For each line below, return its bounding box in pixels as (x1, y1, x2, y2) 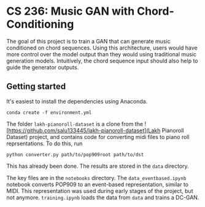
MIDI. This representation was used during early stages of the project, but (6, 187, 193, 194)
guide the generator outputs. (6, 63, 79, 71)
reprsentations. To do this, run (6, 140, 83, 147)
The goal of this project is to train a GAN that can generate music (6, 37, 171, 45)
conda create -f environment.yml (6, 109, 92, 116)
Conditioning (6, 17, 74, 31)
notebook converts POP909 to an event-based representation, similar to (6, 181, 189, 188)
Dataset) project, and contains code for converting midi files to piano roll (6, 133, 190, 140)
